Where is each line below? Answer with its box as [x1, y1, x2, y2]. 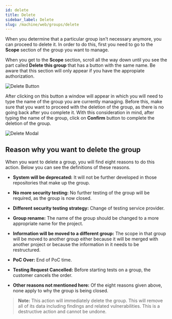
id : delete [5, 7, 29, 13]
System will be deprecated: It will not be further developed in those [12, 174, 157, 180]
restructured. [12, 247, 41, 253]
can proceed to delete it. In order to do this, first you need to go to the [5, 42, 153, 48]
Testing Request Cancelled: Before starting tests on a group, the [12, 267, 151, 273]
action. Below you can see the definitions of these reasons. [5, 164, 131, 171]
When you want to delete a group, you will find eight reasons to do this [5, 159, 155, 165]
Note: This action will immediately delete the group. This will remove [17, 297, 163, 304]
